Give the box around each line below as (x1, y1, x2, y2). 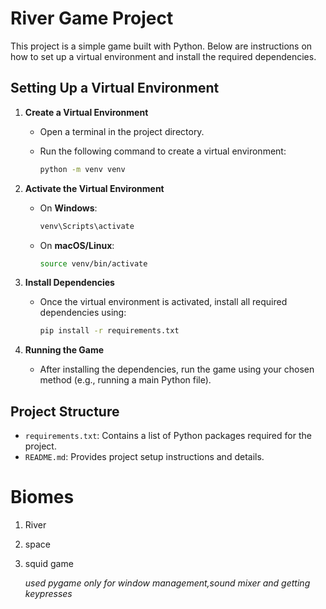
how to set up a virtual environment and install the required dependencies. (10, 50, 317, 62)
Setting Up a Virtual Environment (10, 80, 220, 97)
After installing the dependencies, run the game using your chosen (39, 363, 315, 376)
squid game (24, 558, 74, 569)
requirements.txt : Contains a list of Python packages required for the (24, 430, 312, 442)
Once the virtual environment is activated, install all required (39, 296, 288, 308)
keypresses (24, 588, 73, 599)
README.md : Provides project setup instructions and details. (24, 451, 265, 463)
